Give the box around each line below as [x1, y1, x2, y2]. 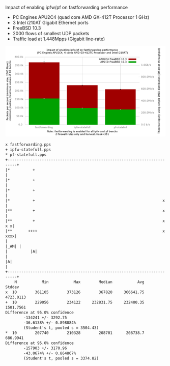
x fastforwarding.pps [5, 142, 51, 147]
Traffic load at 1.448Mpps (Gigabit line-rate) [12, 36, 105, 42]
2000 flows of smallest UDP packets [12, 31, 90, 36]
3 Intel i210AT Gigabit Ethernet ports [12, 20, 89, 25]
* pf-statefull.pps [5, 152, 47, 157]
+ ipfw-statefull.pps [5, 147, 51, 152]
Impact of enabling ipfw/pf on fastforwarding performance [5, 5, 128, 10]
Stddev [5, 285, 19, 290]
